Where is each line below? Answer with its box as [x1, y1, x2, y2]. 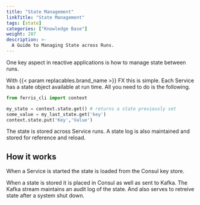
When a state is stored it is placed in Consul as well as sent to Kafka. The [6, 179, 188, 186]
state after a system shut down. [6, 192, 85, 199]
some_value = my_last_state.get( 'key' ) [6, 111, 107, 117]
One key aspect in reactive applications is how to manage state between [6, 58, 186, 66]
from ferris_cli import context [6, 94, 87, 101]
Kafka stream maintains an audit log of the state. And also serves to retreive [6, 186, 195, 193]
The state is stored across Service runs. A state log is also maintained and [6, 127, 190, 135]
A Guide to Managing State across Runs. [11, 43, 114, 49]
